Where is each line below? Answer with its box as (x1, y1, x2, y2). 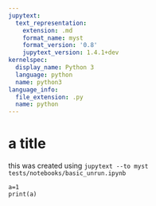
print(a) (8, 190, 37, 199)
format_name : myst (22, 33, 84, 42)
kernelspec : (8, 56, 48, 64)
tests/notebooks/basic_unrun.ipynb (8, 169, 127, 177)
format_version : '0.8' (22, 41, 98, 49)
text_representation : (15, 19, 88, 27)
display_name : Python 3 (15, 64, 94, 72)
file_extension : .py (15, 93, 84, 101)
